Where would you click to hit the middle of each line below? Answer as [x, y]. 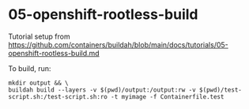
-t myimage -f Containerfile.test [167, 96]
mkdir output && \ [38, 83]
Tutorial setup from [39, 36]
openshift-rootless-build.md [54, 53]
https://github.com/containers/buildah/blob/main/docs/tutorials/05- [118, 44]
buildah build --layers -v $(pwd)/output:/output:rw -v [102, 90]
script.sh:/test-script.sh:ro [58, 96]
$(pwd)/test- [221, 90]
